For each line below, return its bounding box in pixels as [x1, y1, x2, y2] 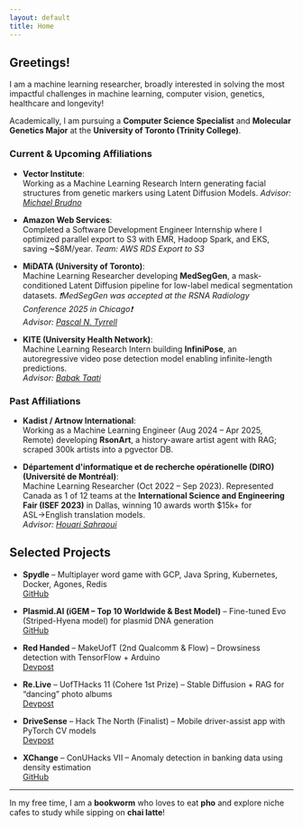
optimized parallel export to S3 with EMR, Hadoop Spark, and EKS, [22, 234, 271, 244]
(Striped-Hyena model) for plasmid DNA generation [22, 615, 215, 626]
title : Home [9, 22, 54, 31]
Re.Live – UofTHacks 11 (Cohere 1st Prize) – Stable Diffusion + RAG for [22, 678, 285, 690]
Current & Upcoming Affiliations [9, 148, 152, 161]
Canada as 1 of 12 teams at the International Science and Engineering [22, 490, 286, 501]
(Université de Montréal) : [22, 471, 119, 482]
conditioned [22, 280, 68, 290]
